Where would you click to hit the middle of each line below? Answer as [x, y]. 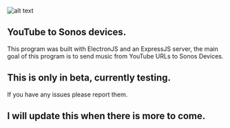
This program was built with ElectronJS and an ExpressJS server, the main [113, 49]
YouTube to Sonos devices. [67, 32]
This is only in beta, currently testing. [89, 78]
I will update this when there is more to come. [106, 116]
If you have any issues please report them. [67, 94]
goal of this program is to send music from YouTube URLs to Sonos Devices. [115, 56]
